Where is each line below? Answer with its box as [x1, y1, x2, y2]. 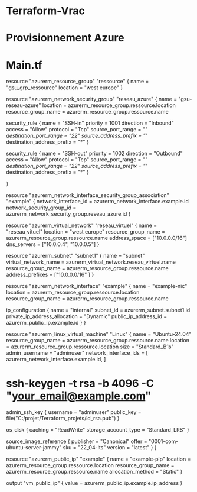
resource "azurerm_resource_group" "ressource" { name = [6, 78, 149, 85]
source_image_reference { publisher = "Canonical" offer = [6, 438, 147, 445]
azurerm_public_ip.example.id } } [6, 319, 87, 326]
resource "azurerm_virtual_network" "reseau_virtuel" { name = [6, 222, 157, 229]
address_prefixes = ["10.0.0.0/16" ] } [6, 271, 94, 279]
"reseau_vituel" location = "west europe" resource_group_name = [6, 228, 166, 235]
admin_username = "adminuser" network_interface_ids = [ [6, 349, 149, 357]
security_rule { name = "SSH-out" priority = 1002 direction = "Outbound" [6, 150, 183, 157]
